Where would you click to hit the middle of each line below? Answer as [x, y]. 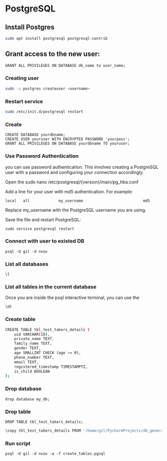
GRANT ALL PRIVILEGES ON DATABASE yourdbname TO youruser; [68, 144]
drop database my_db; [28, 399]
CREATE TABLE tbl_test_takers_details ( [48, 329]
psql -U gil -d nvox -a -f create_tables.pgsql [55, 454]
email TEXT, [26, 362]
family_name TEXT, [33, 344]
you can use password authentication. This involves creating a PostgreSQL [82, 167]
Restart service [24, 101]
